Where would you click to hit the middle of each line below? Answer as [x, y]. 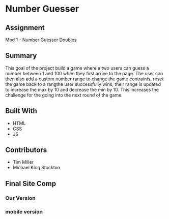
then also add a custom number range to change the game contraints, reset [84, 79]
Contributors [26, 150]
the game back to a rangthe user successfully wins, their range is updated [83, 84]
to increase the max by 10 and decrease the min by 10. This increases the [82, 89]
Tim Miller [23, 162]
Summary [21, 56]
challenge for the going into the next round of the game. [64, 95]
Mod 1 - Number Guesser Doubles [41, 40]
